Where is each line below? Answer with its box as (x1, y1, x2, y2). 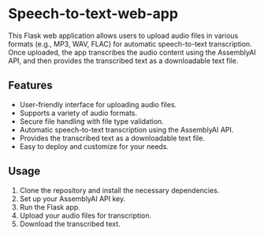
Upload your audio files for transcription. (19, 211, 152, 220)
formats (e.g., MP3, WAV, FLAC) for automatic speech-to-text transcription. (8, 39, 252, 48)
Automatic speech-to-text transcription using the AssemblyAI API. (19, 125, 234, 134)
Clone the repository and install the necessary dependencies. (19, 185, 220, 195)
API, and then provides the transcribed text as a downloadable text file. (8, 56, 239, 65)
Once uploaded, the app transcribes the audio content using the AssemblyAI (8, 47, 256, 57)
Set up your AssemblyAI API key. (19, 194, 126, 203)
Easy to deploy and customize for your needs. (19, 141, 169, 151)
